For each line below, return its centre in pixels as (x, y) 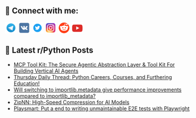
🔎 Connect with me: (42, 11)
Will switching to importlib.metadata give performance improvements (97, 90)
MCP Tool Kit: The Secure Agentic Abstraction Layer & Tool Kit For (94, 64)
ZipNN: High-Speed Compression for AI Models (71, 102)
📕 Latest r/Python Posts (49, 50)
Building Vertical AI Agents (46, 71)
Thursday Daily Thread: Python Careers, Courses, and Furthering (93, 77)
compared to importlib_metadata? (55, 96)
